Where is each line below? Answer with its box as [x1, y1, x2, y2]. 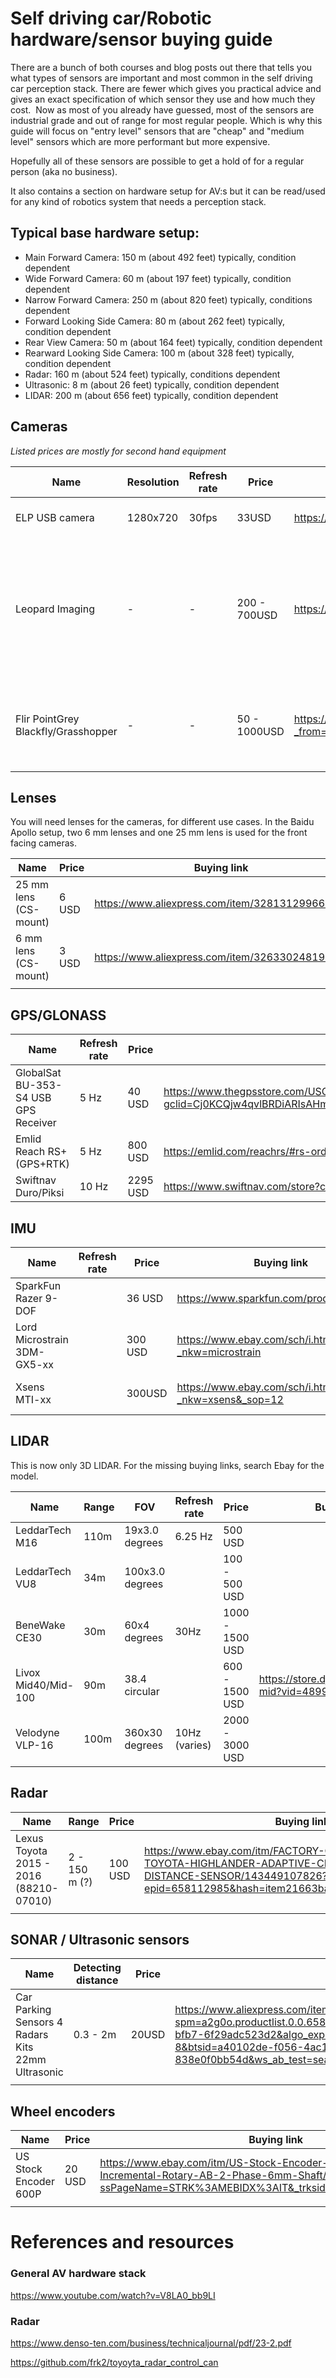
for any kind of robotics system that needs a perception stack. [10, 195, 267, 207]
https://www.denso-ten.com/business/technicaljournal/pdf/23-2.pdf [10, 2337, 292, 2349]
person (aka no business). [10, 165, 118, 177]
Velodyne [15, 1725, 60, 1739]
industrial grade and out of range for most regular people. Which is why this [10, 114, 323, 126]
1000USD [236, 724, 285, 738]
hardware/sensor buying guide [10, 28, 273, 51]
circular [124, 1684, 160, 1698]
